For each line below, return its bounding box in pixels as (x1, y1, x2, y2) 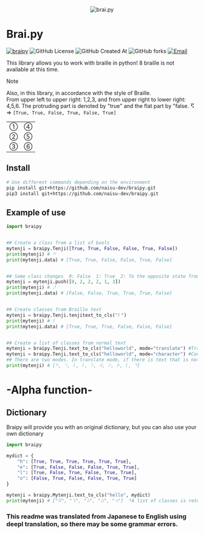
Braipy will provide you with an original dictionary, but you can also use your (6, 423, 197, 430)
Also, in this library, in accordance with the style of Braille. (6, 89, 152, 96)
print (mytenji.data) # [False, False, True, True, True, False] (6, 290, 172, 296)
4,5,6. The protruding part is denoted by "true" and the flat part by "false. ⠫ (6, 102, 195, 109)
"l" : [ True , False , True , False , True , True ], (17, 469, 137, 476)
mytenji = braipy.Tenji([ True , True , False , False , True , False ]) (6, 245, 178, 252)
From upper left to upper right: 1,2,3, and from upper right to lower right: (6, 96, 186, 103)
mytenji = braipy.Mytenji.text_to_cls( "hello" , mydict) (6, 492, 151, 499)
